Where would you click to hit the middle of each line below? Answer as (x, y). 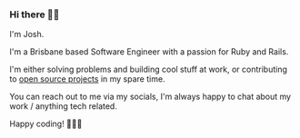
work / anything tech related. (64, 106)
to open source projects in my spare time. (87, 79)
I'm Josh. (27, 34)
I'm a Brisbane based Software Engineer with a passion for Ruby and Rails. (149, 52)
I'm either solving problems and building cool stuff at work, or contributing (149, 69)
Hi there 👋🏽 (35, 15)
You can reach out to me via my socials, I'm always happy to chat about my (150, 97)
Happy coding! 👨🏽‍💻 (46, 124)
